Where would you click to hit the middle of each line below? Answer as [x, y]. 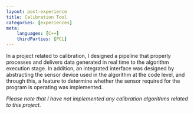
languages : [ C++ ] [38, 34]
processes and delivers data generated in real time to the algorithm [88, 62]
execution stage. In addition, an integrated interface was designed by [90, 68]
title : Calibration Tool [37, 17]
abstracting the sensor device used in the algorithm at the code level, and [96, 75]
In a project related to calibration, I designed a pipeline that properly [88, 56]
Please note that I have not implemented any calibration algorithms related [97, 99]
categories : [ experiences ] [39, 22]
